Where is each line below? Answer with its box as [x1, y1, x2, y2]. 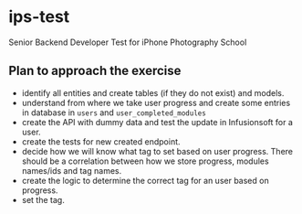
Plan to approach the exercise [8, 63, 182, 79]
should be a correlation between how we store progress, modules [21, 155, 270, 166]
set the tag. [21, 194, 65, 205]
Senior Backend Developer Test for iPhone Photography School [8, 37, 247, 48]
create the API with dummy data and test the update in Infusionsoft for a [21, 116, 294, 127]
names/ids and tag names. [21, 165, 122, 176]
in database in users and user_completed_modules [21, 107, 206, 118]
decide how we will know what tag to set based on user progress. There [21, 145, 294, 156]
